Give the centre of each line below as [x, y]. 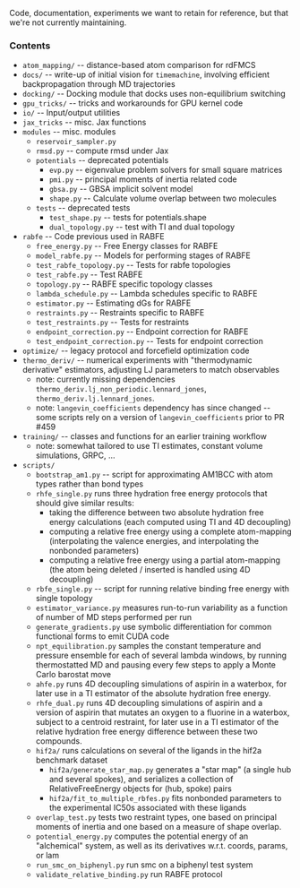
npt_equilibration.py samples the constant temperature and [148, 646]
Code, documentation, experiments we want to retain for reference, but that [149, 13]
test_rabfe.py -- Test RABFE [89, 275]
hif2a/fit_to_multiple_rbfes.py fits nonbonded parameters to [165, 798]
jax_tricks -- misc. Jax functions [84, 122]
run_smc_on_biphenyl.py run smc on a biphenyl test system [144, 865]
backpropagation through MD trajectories [99, 84]
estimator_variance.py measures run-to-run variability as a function [162, 608]
